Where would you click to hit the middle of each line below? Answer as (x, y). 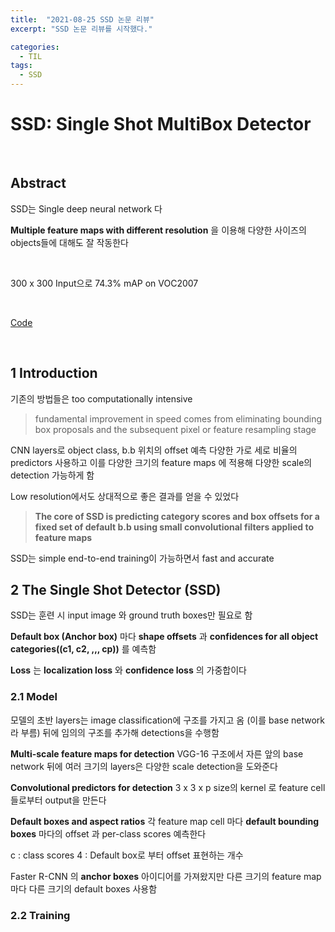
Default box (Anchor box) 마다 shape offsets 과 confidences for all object (164, 637)
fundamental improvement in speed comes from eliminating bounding (178, 418)
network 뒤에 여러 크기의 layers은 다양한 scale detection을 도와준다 (144, 766)
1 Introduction (54, 373)
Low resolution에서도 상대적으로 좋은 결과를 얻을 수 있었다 (125, 496)
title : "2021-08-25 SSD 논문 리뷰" (82, 19)
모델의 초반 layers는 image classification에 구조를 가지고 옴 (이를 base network (168, 720)
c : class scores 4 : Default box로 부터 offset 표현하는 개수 (127, 855)
